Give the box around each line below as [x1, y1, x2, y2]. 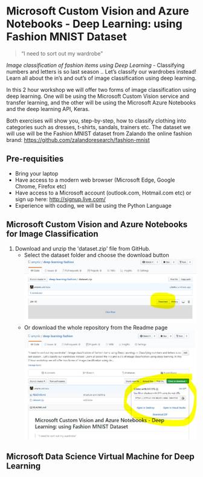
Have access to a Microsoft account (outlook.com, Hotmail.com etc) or [14, 189, 192, 196]
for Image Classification [6, 229, 98, 239]
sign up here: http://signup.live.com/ [14, 195, 106, 203]
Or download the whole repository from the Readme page [24, 324, 168, 331]
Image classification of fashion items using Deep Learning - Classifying [6, 62, 185, 69]
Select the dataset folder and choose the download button [24, 251, 169, 258]
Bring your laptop [14, 170, 59, 177]
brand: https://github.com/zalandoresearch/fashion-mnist [6, 136, 150, 143]
